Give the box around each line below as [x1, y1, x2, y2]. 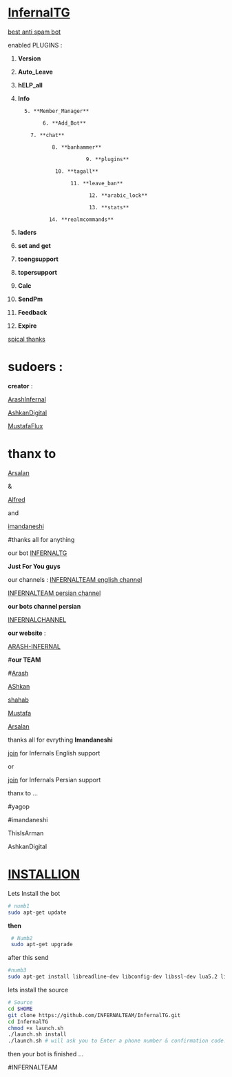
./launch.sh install [8, 1031, 67, 1038]
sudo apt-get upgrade [10, 941, 73, 948]
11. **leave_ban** [70, 180, 123, 187]
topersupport [17, 268, 58, 276]
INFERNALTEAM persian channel [8, 589, 101, 597]
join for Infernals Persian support [8, 775, 101, 784]
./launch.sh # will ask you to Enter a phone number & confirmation [8, 1038, 209, 1045]
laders [17, 228, 37, 236]
